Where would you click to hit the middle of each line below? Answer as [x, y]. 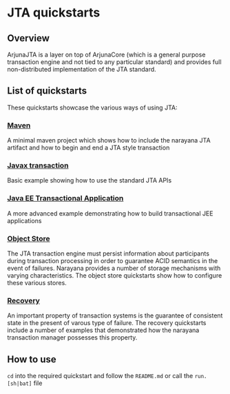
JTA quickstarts [54, 13]
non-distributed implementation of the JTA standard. [82, 69]
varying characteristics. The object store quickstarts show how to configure [115, 276]
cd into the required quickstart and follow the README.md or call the [100, 376]
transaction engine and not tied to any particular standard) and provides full [114, 62]
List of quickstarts [47, 91]
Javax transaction [38, 165]
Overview [29, 38]
